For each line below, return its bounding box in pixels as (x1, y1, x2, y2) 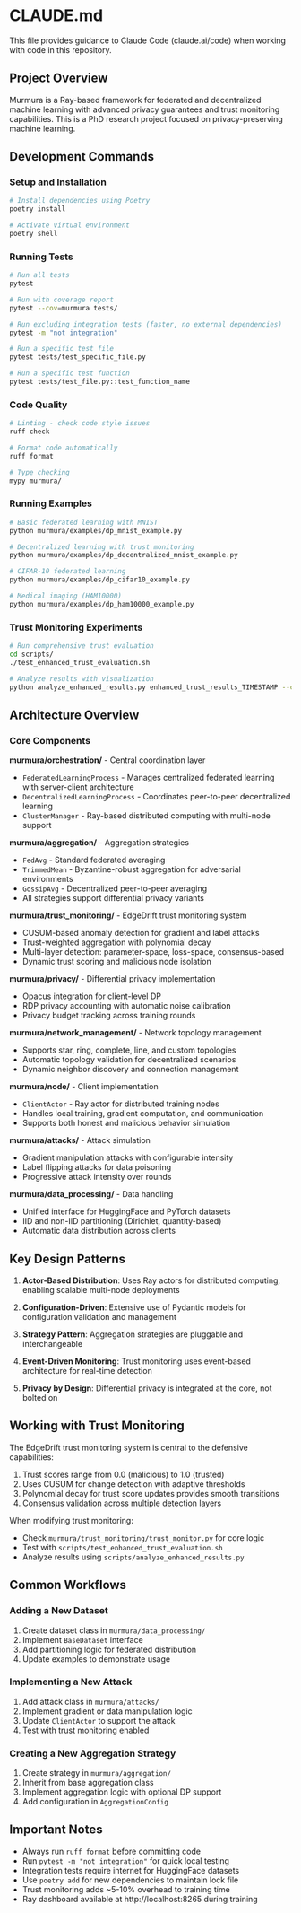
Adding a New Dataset (9, 1604, 109, 1617)
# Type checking (9, 467, 70, 476)
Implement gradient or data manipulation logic (21, 1706, 193, 1716)
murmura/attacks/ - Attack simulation (9, 1135, 150, 1146)
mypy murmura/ (9, 476, 63, 485)
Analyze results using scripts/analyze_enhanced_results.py (21, 1551, 245, 1562)
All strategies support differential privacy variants (21, 893, 204, 904)
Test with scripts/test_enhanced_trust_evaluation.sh (21, 1542, 223, 1552)
